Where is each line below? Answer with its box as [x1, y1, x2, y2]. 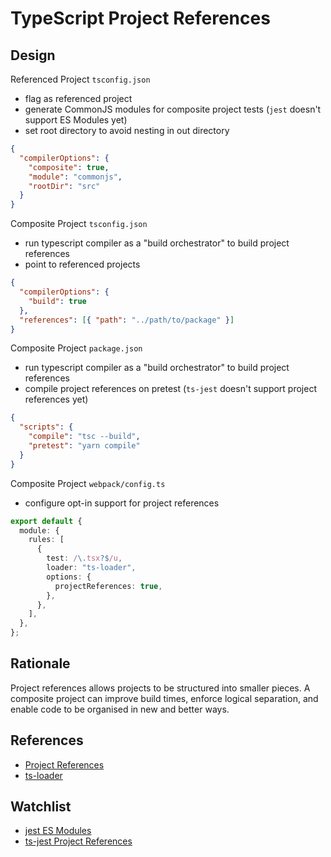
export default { [10, 516, 83, 526]
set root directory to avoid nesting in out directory [24, 125, 230, 136]
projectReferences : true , [54, 581, 163, 591]
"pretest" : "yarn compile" [28, 441, 141, 451]
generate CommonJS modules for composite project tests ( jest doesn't [24, 103, 322, 115]
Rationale [10, 655, 71, 672]
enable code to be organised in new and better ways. [10, 703, 230, 715]
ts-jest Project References [24, 835, 133, 847]
